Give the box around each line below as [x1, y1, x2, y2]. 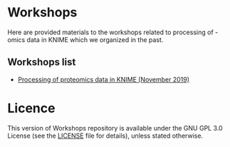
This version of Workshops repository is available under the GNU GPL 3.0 [7, 123, 223, 132]
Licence [7, 100, 56, 116]
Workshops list [7, 56, 76, 69]
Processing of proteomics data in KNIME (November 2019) [17, 75, 190, 83]
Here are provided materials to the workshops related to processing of [7, 28, 214, 36]
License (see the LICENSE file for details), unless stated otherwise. [7, 131, 204, 140]
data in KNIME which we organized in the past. [26, 35, 164, 44]
